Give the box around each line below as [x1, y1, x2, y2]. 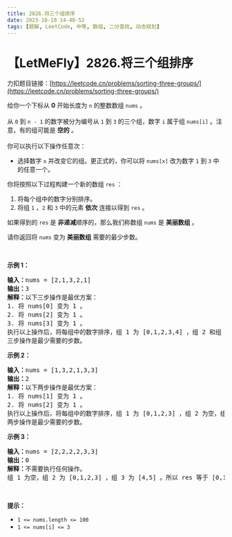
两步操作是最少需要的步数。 [7, 419, 86, 426]
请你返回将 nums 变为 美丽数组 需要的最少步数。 [7, 233, 142, 241]
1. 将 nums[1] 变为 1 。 [7, 392, 86, 400]
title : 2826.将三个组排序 [7, 10, 76, 17]
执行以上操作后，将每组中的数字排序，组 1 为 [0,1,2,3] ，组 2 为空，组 [7, 410, 226, 418]
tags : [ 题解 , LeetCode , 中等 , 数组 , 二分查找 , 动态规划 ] [7, 23, 160, 30]
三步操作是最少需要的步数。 [7, 337, 86, 345]
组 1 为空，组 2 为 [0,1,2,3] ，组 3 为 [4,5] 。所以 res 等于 [7, 474, 209, 482]
